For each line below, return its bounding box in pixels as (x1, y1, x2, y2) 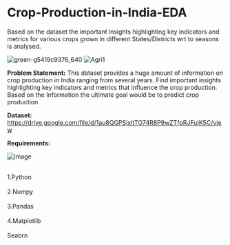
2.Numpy (7, 187, 33, 196)
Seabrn (7, 231, 28, 240)
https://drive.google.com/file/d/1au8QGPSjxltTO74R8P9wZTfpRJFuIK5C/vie (7, 118, 222, 126)
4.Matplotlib (7, 216, 41, 224)
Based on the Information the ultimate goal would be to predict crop (7, 91, 200, 99)
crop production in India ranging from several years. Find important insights (7, 75, 222, 84)
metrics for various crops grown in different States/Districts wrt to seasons (7, 34, 219, 43)
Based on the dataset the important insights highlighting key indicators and (7, 27, 220, 36)
